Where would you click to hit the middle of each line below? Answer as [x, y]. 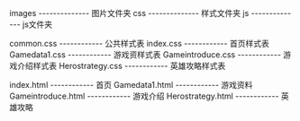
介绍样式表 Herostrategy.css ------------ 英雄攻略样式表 [121, 66]
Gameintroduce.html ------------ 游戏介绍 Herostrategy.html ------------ [144, 96]
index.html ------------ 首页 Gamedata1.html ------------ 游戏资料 [131, 85]
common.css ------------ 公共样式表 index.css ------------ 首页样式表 [140, 43]
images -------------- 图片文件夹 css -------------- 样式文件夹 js [129, 13]
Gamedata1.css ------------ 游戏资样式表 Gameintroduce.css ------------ [145, 55]
